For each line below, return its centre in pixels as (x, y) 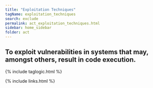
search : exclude (22, 19)
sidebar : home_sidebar (28, 28)
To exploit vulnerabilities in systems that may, (77, 52)
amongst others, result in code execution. (71, 60)
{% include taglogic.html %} (34, 71)
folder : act (17, 32)
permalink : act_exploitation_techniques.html (52, 23)
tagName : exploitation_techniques (41, 14)
